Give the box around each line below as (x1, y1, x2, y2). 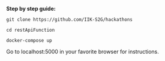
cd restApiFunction (6, 27, 55, 33)
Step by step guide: (6, 5, 56, 12)
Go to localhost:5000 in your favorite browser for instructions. (6, 48, 159, 55)
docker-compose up (6, 38, 52, 44)
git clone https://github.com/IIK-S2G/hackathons (6, 17, 133, 23)
